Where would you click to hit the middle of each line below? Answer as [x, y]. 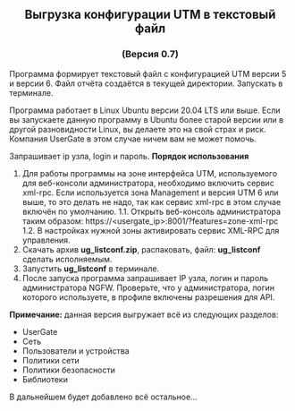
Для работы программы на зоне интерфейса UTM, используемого [150, 173]
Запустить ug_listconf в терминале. [90, 269]
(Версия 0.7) [150, 55]
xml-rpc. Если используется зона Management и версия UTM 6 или [150, 193]
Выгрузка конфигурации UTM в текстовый [150, 15]
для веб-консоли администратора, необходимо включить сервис [148, 183]
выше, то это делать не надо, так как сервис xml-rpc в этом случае [152, 201]
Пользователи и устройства [76, 351]
